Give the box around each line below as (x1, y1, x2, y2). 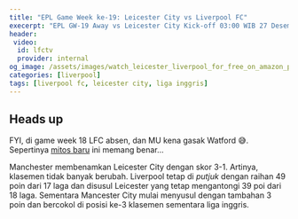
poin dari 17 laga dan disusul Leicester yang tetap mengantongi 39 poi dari (9, 181, 282, 192)
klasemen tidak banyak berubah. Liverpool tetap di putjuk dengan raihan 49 (9, 171, 286, 182)
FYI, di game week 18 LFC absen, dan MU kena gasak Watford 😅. (9, 135, 249, 146)
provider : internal (17, 54, 90, 63)
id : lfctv (17, 46, 53, 55)
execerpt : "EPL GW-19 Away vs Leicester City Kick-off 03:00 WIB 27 (9, 21, 268, 30)
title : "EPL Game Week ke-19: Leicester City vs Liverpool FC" (9, 12, 248, 22)
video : (12, 37, 38, 47)
